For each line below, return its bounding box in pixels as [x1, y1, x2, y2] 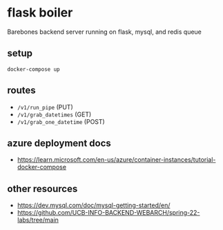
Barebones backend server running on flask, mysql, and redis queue [7, 28, 202, 36]
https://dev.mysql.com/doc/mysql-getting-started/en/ [17, 201, 171, 209]
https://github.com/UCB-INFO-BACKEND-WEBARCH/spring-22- [17, 209, 200, 217]
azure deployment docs [7, 137, 112, 149]
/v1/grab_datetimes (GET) [17, 110, 92, 118]
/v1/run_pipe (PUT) [17, 103, 74, 111]
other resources [7, 182, 78, 194]
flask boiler [7, 5, 73, 21]
